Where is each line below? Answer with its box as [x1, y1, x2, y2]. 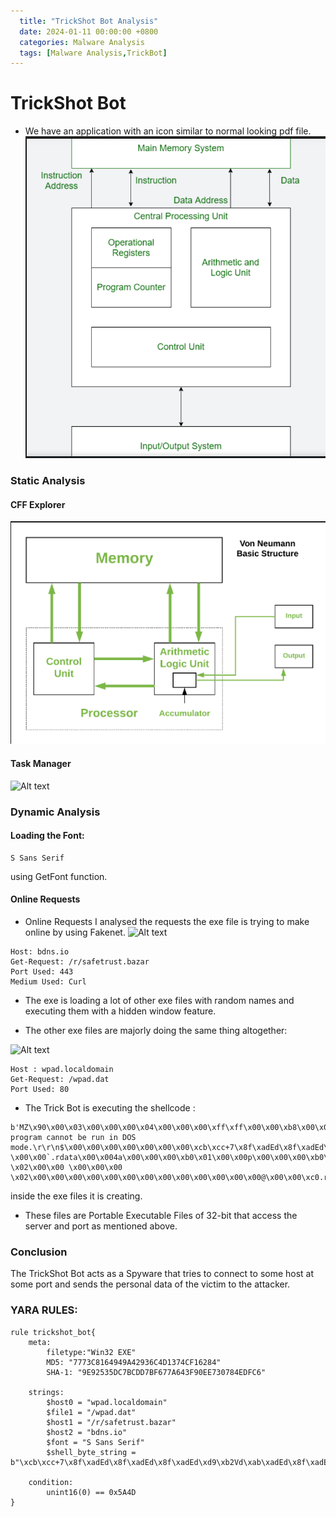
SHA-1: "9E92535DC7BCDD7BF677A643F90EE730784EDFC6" [46, 1367, 267, 1377]
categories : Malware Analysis [19, 37, 145, 47]
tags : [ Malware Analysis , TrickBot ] [19, 48, 168, 58]
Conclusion [10, 1245, 68, 1259]
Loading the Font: [10, 830, 85, 842]
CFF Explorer [10, 498, 66, 510]
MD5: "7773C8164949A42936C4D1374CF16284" [46, 1357, 222, 1367]
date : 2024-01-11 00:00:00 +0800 [19, 26, 159, 37]
